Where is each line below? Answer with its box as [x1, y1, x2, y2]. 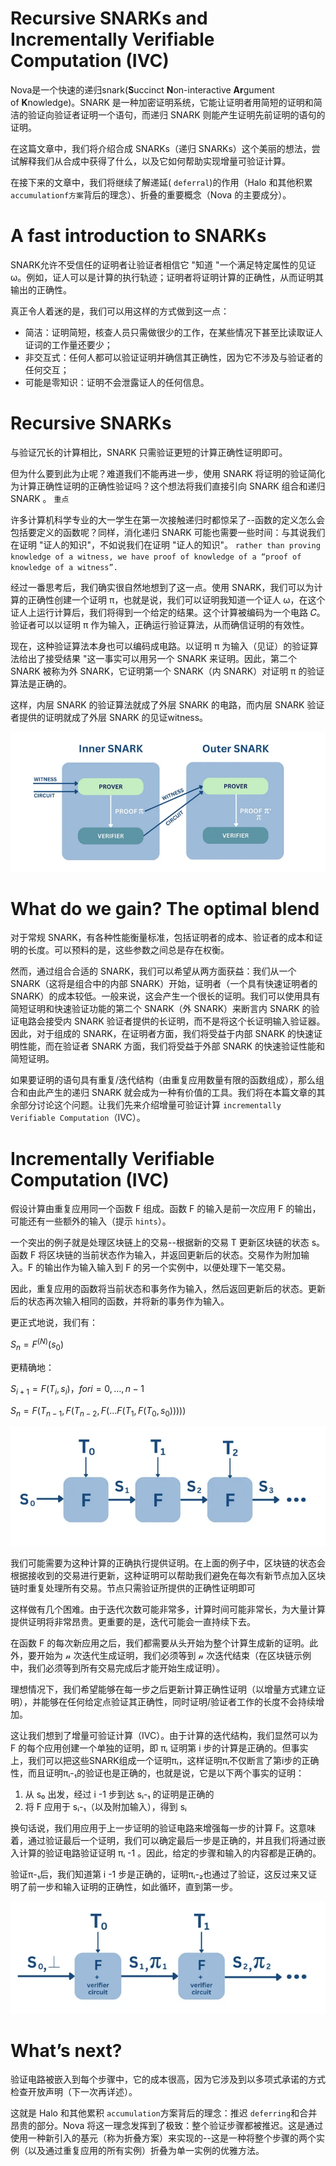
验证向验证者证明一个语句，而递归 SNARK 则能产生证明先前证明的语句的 [27, 108, 326, 121]
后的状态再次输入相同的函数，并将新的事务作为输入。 [10, 1295, 230, 1307]
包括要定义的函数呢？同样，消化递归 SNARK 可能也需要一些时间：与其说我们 [10, 526, 326, 538]
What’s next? [10, 2039, 123, 2062]
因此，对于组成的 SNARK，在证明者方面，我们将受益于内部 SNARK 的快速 [10, 1028, 315, 1040]
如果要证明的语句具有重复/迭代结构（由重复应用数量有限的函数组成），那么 [10, 1074, 317, 1086]
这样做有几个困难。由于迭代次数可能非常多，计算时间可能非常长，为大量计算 [10, 1603, 326, 1616]
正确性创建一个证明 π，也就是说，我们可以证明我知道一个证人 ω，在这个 [27, 593, 326, 606]
